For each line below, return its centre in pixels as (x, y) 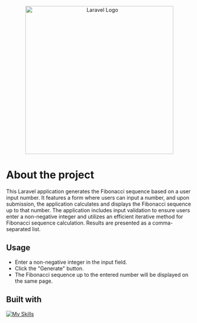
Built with (24, 300)
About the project (50, 175)
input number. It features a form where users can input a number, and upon (98, 197)
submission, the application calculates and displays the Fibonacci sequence (98, 204)
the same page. (34, 281)
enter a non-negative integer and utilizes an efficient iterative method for (95, 216)
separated (19, 229)
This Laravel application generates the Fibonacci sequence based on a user (98, 191)
